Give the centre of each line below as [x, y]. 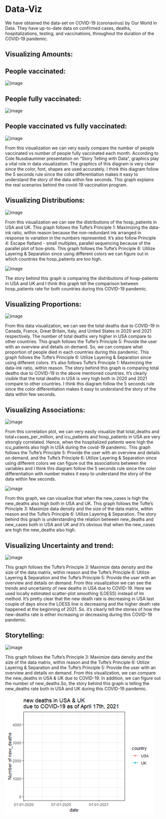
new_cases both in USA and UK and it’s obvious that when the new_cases [80, 525]
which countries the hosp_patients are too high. [54, 259]
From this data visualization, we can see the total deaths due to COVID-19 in [82, 326]
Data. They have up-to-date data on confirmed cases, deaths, [68, 28]
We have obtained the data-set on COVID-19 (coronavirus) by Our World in [81, 23]
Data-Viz [24, 9]
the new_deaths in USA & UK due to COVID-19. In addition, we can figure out [83, 678]
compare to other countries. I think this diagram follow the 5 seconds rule [80, 384]
